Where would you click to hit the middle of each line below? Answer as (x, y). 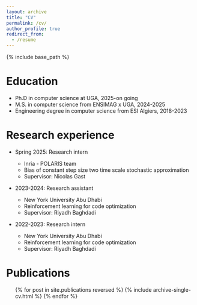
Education (32, 81)
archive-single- (172, 289)
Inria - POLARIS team (50, 163)
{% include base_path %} (38, 57)
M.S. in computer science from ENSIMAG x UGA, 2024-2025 (90, 104)
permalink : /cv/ (26, 23)
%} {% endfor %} (56, 296)
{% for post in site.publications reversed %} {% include (83, 289)
